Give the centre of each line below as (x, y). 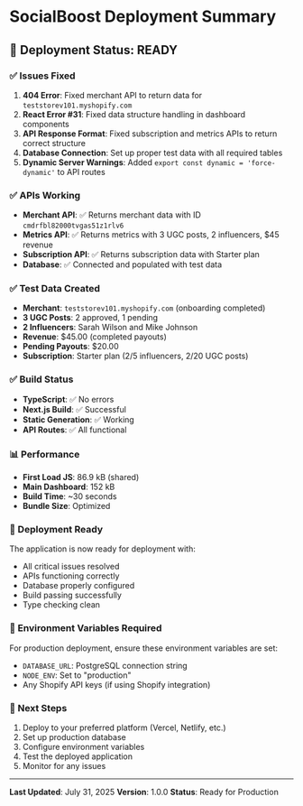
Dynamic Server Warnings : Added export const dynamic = (133, 162)
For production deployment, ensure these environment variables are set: (143, 648)
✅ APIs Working (45, 195)
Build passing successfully (72, 595)
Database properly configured (78, 586)
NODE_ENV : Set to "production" (77, 675)
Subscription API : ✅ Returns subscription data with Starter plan (141, 255)
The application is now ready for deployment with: (102, 549)
